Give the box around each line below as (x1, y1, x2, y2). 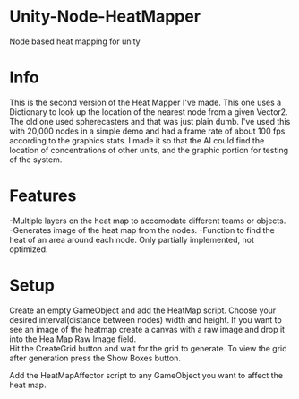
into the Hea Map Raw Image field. (9, 334, 137, 344)
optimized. (9, 244, 48, 255)
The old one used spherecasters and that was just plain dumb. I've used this (9, 116, 291, 126)
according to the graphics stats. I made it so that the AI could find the (9, 134, 265, 145)
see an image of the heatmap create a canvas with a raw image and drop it (9, 324, 285, 334)
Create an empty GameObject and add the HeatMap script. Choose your (9, 305, 277, 316)
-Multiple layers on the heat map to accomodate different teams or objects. (9, 215, 286, 226)
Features (9, 186, 77, 206)
